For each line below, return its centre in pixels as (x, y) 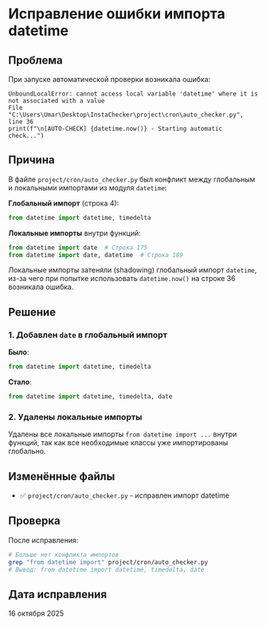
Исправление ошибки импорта (117, 14)
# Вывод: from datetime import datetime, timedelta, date (106, 569)
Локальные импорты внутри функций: (74, 233)
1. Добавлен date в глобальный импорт (88, 335)
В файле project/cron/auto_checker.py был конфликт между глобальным (132, 179)
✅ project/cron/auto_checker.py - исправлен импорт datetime (124, 495)
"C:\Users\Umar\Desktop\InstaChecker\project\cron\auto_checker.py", (126, 115)
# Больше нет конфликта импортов (64, 554)
